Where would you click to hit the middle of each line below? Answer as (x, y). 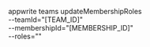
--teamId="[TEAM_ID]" (46, 20)
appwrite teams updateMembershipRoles (75, 11)
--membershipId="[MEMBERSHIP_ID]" (71, 28)
